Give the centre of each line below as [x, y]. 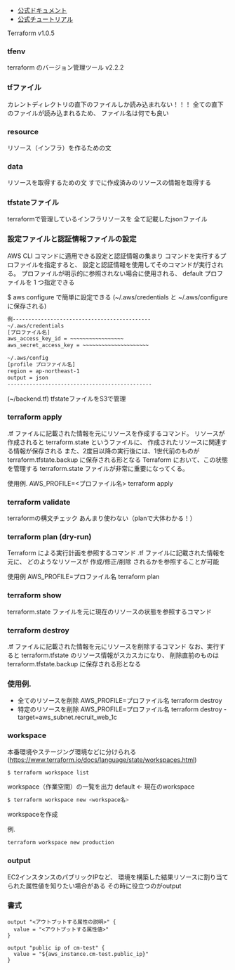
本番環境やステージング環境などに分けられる [72, 751]
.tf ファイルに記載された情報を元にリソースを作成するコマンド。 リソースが [116, 433]
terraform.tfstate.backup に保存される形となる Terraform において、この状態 [117, 460]
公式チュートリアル [45, 19]
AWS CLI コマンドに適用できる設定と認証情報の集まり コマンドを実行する [114, 256]
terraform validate [39, 502]
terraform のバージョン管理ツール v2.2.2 [66, 67]
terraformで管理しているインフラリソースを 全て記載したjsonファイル [107, 219]
